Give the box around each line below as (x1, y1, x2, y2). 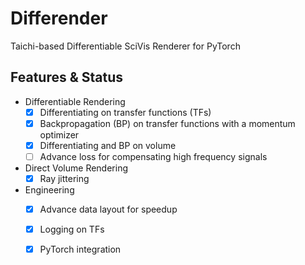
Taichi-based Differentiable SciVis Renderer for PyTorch (10, 40, 241, 52)
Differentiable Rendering (24, 95, 126, 107)
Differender (10, 7, 108, 30)
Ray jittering (39, 173, 90, 184)
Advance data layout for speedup (39, 203, 178, 216)
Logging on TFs (39, 223, 105, 236)
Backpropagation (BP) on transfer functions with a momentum (39, 117, 296, 129)
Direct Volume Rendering (24, 162, 129, 174)
